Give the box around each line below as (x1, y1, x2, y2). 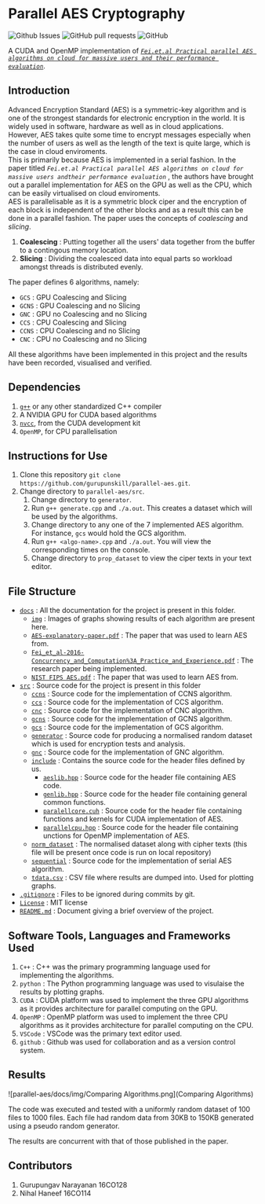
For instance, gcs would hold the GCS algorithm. (31, 528, 187, 538)
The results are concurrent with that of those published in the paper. (8, 1136, 229, 1146)
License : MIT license (19, 897, 88, 908)
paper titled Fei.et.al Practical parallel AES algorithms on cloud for (8, 163, 245, 173)
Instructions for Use (8, 449, 108, 462)
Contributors (8, 1159, 73, 1173)
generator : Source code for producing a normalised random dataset (31, 731, 252, 740)
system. (19, 1046, 45, 1055)
